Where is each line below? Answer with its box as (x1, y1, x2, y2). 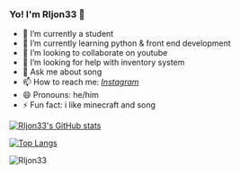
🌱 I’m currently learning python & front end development (22, 38, 231, 48)
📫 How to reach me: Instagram (22, 76, 139, 88)
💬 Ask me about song (22, 66, 102, 77)
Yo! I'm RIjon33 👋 (9, 8, 85, 21)
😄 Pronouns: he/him (22, 90, 99, 100)
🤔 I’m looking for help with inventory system (22, 57, 185, 68)
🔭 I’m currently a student (22, 29, 114, 39)
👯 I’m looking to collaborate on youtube (22, 48, 168, 58)
